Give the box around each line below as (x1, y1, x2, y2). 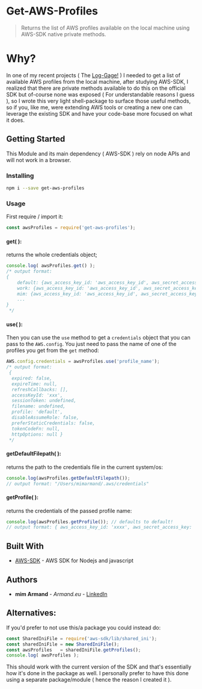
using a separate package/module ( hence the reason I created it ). (6, 676, 172, 684)
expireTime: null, (11, 381, 58, 387)
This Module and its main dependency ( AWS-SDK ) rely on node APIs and (6, 149, 191, 157)
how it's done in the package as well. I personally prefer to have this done (6, 670, 189, 677)
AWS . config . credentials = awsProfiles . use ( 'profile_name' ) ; (6, 359, 161, 365)
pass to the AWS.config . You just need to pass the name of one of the (6, 341, 177, 348)
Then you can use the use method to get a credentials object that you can (6, 334, 191, 341)
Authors (6, 574, 38, 585)
